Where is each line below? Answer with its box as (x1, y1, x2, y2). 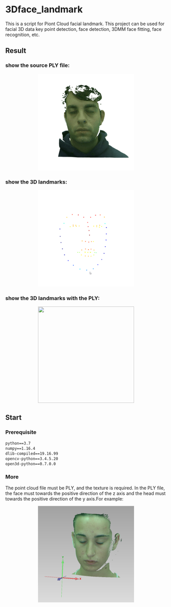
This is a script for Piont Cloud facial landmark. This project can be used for (5, 21, 165, 27)
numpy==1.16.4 (5, 446, 36, 451)
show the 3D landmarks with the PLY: (5, 295, 100, 302)
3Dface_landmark (5, 4, 83, 15)
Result (5, 46, 27, 55)
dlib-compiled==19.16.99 (5, 451, 58, 456)
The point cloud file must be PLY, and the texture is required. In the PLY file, (5, 485, 165, 491)
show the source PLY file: (5, 62, 70, 69)
